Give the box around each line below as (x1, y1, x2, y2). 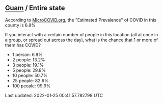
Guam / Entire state (5, 4, 65, 12)
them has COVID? (5, 42, 41, 48)
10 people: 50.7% (12, 72, 48, 78)
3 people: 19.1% (12, 62, 44, 68)
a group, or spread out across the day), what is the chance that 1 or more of (5, 37, 158, 43)
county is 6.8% (5, 22, 36, 28)
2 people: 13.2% (12, 56, 45, 63)
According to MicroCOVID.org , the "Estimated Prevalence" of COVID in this (5, 17, 157, 23)
